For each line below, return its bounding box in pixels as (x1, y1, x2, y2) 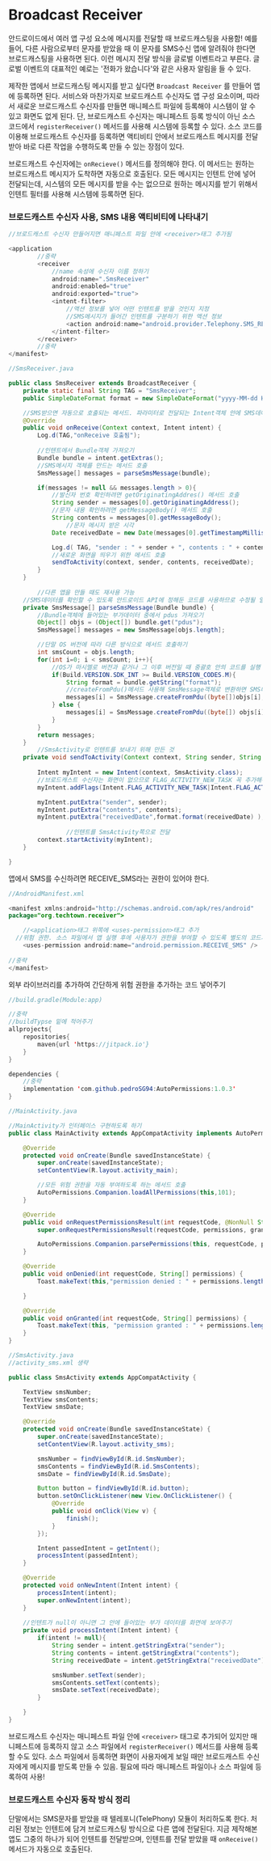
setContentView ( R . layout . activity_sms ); (37, 1440, 175, 1449)
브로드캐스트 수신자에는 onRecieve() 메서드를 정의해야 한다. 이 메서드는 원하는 (8, 159, 255, 168)
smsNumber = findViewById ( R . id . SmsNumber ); (37, 1454, 186, 1463)
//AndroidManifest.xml (8, 890, 85, 898)
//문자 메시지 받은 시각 (65, 521, 135, 529)
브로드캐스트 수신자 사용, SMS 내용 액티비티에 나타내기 (8, 211, 208, 222)
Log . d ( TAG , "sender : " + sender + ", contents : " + (51, 543, 240, 552)
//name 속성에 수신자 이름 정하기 (51, 267, 149, 276)
